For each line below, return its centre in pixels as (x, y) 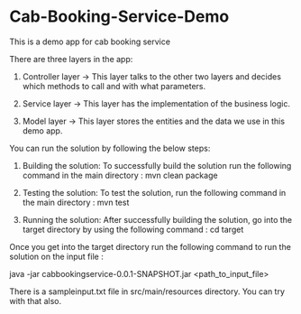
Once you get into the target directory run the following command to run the (150, 246)
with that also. (35, 300)
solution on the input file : (56, 256)
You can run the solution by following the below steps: (110, 148)
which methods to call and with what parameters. (114, 86)
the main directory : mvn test (76, 202)
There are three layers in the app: (71, 59)
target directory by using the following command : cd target (133, 229)
